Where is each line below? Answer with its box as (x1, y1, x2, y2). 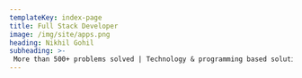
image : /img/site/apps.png (9, 30, 111, 39)
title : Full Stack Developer (9, 22, 119, 30)
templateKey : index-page (9, 13, 102, 22)
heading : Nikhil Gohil (9, 38, 94, 48)
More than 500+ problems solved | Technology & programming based (13, 55, 268, 64)
